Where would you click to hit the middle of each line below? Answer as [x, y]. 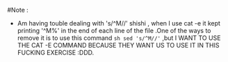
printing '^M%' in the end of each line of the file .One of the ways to [114, 31]
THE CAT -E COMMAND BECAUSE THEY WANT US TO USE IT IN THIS [118, 45]
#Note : [18, 10]
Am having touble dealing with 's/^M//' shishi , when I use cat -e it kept [119, 23]
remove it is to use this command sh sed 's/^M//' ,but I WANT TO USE [119, 38]
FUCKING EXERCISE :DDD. [56, 52]
